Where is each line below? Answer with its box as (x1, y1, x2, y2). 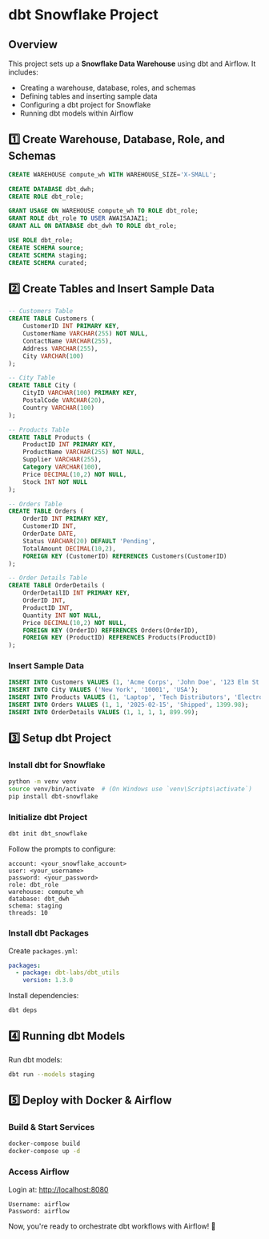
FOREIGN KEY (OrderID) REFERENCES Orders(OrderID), (22, 626, 199, 635)
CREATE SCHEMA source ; (8, 243, 84, 252)
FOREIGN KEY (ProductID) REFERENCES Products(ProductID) (22, 634, 217, 642)
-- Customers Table (8, 307, 74, 315)
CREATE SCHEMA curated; (8, 258, 88, 266)
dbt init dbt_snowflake (8, 830, 88, 838)
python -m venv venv (8, 778, 78, 786)
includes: (8, 67, 38, 77)
